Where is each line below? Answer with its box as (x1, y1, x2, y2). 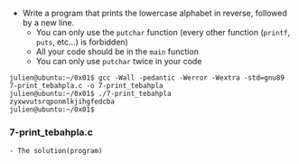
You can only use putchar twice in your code (35, 56, 202, 66)
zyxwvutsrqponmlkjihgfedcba (9, 97, 116, 106)
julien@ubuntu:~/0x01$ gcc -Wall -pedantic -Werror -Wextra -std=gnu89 (9, 73, 285, 82)
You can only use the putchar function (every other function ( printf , (35, 27, 291, 37)
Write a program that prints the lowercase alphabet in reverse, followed (22, 8, 287, 18)
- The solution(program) (9, 147, 103, 156)
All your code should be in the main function (35, 46, 199, 57)
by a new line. (22, 17, 75, 28)
